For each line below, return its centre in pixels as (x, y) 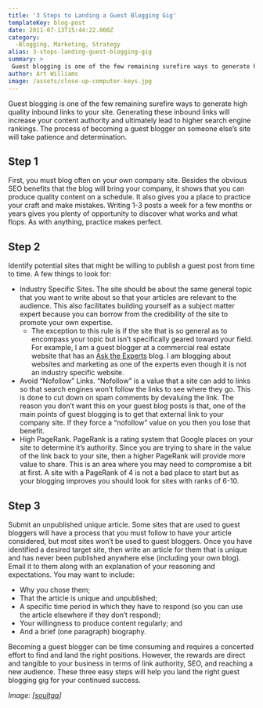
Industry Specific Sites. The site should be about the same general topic (136, 289)
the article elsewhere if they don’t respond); (90, 615)
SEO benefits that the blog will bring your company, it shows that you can (126, 188)
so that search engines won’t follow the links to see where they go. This (135, 389)
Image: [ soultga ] (35, 695)
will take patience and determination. (68, 137)
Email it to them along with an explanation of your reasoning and (112, 566)
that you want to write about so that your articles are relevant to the (128, 297)
